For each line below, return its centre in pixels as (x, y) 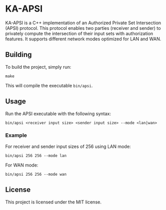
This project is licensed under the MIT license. (53, 202)
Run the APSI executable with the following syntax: (58, 114)
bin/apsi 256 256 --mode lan (36, 155)
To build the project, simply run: (38, 67)
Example (16, 135)
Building (18, 55)
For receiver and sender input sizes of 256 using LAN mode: (68, 146)
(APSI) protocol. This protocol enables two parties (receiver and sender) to (83, 28)
